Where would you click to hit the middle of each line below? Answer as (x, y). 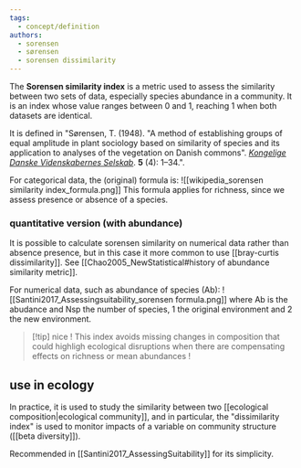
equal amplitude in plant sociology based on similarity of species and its (145, 143)
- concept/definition (59, 27)
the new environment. (51, 319)
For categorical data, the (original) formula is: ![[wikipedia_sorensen (136, 180)
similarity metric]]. (44, 272)
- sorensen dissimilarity (67, 60)
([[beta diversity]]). (45, 436)
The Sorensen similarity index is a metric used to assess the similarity (142, 86)
